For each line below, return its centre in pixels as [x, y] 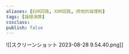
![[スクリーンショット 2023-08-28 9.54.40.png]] [65, 45]
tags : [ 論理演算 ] [26, 17]
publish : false [25, 28]
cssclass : [18, 22]
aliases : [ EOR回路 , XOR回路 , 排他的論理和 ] [56, 11]
